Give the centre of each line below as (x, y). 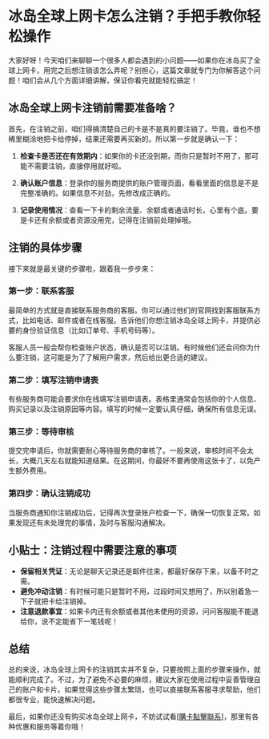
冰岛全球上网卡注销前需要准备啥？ (92, 108)
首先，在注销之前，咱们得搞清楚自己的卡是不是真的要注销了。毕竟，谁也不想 (134, 128)
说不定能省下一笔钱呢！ (80, 621)
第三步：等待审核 (41, 432)
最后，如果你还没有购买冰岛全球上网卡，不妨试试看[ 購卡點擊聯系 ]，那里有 (130, 717)
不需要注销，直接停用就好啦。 (76, 166)
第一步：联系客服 (41, 291)
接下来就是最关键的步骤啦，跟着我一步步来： (82, 269)
